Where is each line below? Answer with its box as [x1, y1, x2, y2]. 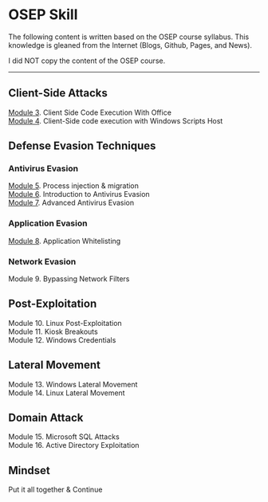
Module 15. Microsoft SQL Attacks [8, 432, 120, 441]
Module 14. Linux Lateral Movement [8, 388, 125, 398]
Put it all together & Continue [8, 484, 103, 495]
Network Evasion [8, 256, 77, 267]
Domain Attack [8, 411, 84, 425]
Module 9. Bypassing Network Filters [8, 274, 130, 284]
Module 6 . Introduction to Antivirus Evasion [8, 190, 150, 199]
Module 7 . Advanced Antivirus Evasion [8, 198, 134, 208]
